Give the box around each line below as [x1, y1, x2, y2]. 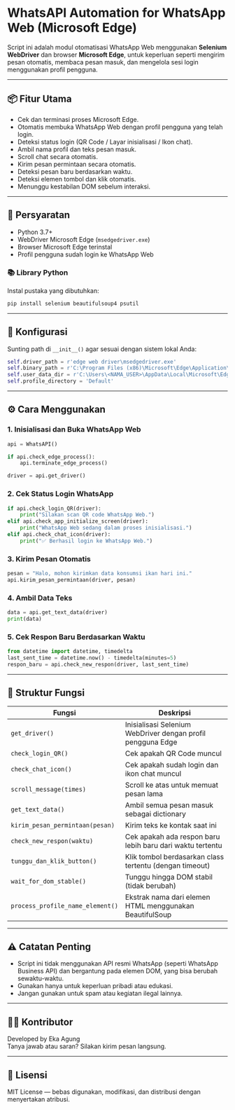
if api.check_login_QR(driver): [7, 505, 101, 512]
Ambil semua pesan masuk [124, 800, 213, 810]
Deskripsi [158, 708, 191, 718]
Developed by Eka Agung [7, 1035, 80, 1043]
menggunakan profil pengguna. [7, 65, 98, 74]
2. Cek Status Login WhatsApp [7, 489, 114, 499]
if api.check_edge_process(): [7, 453, 96, 460]
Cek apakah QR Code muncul [124, 748, 222, 758]
